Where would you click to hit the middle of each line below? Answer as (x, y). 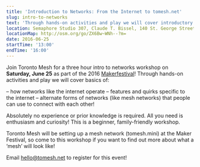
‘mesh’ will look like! (31, 146)
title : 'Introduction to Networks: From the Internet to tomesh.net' (94, 12)
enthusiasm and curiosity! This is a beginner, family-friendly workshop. (93, 122)
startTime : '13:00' (30, 45)
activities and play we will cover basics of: (58, 80)
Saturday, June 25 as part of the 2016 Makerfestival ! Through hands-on (95, 73)
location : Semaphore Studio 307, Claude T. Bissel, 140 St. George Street (101, 28)
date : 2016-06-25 (28, 39)
